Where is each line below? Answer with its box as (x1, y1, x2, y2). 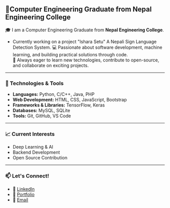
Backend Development (12, 149, 60, 155)
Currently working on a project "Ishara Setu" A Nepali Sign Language (12, 39, 157, 45)
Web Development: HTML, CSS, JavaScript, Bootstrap (12, 97, 127, 103)
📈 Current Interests (5, 130, 55, 137)
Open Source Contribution (12, 155, 67, 161)
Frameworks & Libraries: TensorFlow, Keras (12, 102, 105, 108)
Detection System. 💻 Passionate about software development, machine (12, 44, 163, 50)
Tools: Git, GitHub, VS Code (12, 113, 71, 119)
